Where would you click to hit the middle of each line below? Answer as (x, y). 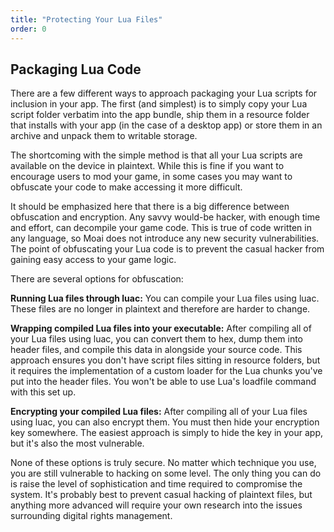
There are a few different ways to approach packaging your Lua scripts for (164, 93)
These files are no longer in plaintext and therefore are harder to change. (160, 309)
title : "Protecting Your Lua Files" (86, 19)
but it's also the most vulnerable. (77, 443)
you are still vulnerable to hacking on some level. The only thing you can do (166, 473)
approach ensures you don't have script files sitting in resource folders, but (165, 360)
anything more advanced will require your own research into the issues (156, 505)
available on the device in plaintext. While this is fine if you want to (147, 166)
